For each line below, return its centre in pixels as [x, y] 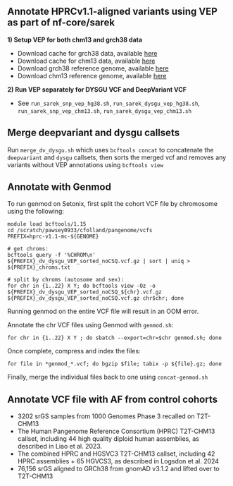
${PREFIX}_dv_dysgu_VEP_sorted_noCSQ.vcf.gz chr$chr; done [96, 298]
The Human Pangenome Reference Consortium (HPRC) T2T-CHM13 [116, 431]
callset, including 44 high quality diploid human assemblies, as [108, 439]
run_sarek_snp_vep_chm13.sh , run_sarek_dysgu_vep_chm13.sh [105, 110]
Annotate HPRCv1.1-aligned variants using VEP [113, 12]
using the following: [36, 212]
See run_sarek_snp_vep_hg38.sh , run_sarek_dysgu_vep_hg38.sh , [109, 103]
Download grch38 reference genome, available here [93, 68]
